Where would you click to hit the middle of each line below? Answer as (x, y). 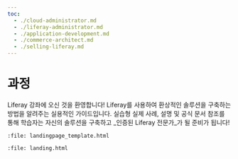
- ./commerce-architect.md (54, 40)
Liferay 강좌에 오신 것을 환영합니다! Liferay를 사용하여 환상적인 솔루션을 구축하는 (119, 105)
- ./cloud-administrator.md (55, 20)
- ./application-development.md (62, 34)
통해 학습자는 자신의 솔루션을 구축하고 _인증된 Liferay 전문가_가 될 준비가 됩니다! (119, 122)
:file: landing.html (38, 148)
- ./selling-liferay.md (49, 47)
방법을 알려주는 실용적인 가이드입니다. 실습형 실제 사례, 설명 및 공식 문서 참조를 (116, 113)
